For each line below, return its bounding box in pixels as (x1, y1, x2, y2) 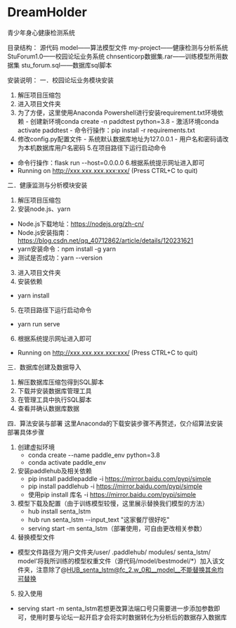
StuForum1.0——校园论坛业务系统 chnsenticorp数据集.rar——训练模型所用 (7, 52, 223, 60)
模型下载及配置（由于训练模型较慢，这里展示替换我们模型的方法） (17, 499, 209, 507)
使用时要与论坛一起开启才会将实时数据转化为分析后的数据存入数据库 (29, 613, 227, 621)
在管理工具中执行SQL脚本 (17, 395, 92, 404)
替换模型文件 (17, 532, 55, 542)
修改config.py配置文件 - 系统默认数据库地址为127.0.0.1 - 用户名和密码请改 (17, 134, 229, 143)
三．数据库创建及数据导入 (7, 363, 81, 371)
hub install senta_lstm (27, 507, 91, 515)
